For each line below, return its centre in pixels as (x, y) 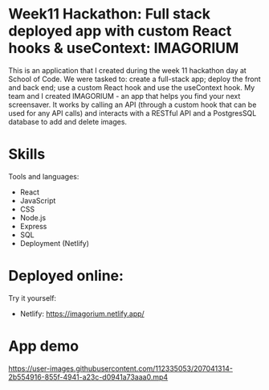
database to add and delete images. (67, 121)
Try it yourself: (33, 298)
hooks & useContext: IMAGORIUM (124, 48)
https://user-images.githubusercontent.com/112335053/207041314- (120, 368)
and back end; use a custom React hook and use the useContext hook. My (132, 87)
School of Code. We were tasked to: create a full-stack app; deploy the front (134, 79)
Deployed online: (66, 276)
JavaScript (38, 200)
